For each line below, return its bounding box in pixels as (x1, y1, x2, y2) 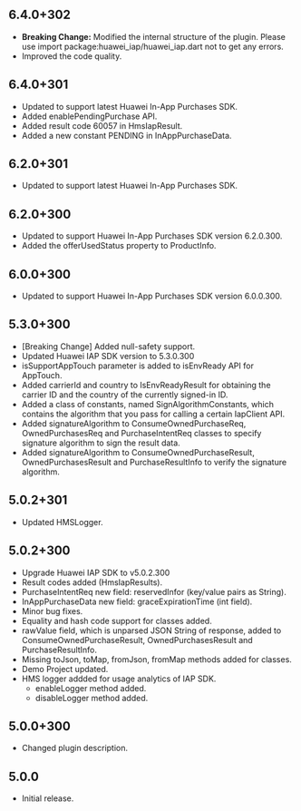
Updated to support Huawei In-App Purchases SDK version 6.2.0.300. (21, 230, 283, 241)
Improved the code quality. (21, 50, 122, 62)
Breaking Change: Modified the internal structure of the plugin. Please (21, 31, 286, 42)
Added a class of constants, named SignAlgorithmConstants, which (21, 398, 274, 409)
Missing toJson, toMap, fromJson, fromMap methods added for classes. (21, 653, 292, 665)
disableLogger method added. (34, 692, 149, 703)
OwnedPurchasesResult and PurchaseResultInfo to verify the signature (21, 456, 287, 467)
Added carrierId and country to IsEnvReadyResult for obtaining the (21, 379, 271, 390)
